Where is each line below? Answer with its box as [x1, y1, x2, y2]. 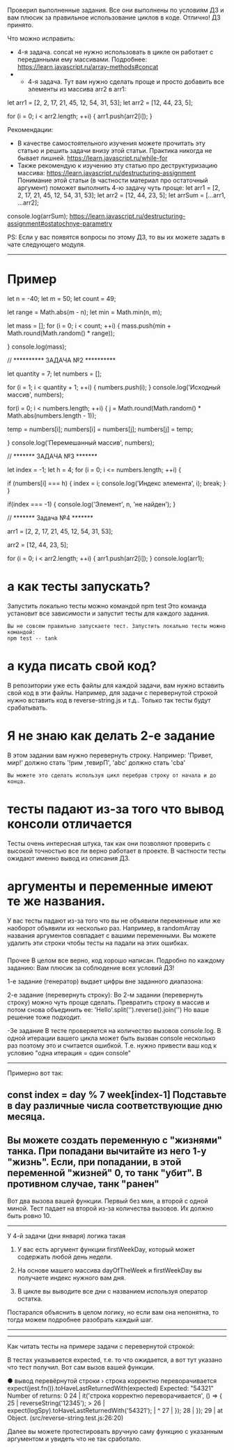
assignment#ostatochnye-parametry [7, 219, 113, 228]
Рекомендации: [7, 126, 54, 133]
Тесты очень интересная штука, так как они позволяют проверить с [7, 839, 211, 847]
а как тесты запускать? [7, 579, 151, 594]
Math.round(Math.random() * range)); [7, 328, 115, 337]
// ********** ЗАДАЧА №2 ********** [7, 356, 116, 364]
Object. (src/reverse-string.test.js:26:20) [7, 1414, 124, 1422]
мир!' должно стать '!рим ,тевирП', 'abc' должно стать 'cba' [7, 758, 186, 767]
